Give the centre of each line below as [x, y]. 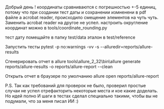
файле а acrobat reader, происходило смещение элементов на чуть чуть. [82, 17]
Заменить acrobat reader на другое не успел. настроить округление [77, 22]
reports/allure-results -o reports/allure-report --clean [59, 66]
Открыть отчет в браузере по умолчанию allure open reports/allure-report [82, 76]
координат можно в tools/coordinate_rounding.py [56, 28]
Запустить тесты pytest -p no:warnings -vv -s [52, 47]
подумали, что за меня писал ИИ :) [42, 101]
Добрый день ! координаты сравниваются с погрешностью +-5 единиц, [81, 7]
